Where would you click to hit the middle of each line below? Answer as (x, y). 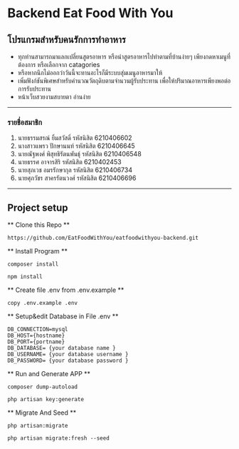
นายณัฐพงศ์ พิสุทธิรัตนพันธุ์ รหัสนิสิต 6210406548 (80, 154)
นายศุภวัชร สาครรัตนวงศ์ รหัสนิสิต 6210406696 (77, 178)
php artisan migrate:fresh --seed (59, 438)
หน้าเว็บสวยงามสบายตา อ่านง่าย (54, 97)
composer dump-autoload (43, 387)
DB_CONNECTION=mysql (38, 330)
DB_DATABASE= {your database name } (62, 348)
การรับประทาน (34, 89)
